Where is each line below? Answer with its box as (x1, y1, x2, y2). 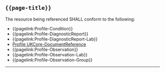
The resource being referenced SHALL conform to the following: (5, 16, 135, 22)
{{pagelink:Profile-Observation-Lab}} (12, 51, 87, 57)
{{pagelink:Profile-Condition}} (12, 25, 73, 31)
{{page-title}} (5, 4, 52, 12)
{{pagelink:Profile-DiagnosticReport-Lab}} (12, 36, 98, 42)
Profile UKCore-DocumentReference (12, 41, 86, 47)
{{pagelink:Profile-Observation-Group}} (12, 57, 93, 63)
